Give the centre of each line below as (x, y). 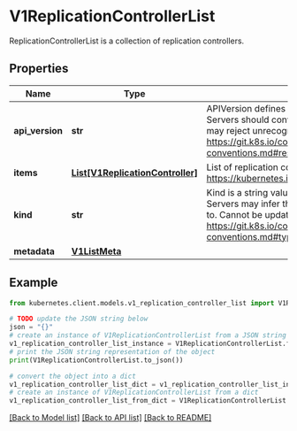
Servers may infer (243, 204)
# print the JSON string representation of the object (112, 351)
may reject (228, 130)
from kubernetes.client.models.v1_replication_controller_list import (142, 303)
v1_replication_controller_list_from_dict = (92, 401)
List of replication (242, 167)
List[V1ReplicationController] (135, 173)
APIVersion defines (246, 108)
